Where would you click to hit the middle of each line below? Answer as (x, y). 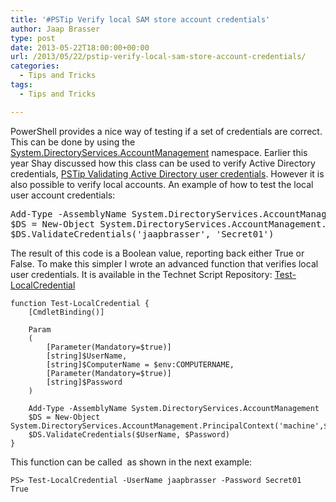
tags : (21, 85)
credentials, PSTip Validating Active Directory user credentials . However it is (167, 173)
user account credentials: (63, 195)
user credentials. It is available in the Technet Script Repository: (141, 274)
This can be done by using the (73, 142)
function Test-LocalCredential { (80, 303)
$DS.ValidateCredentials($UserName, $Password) (129, 434)
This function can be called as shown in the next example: (131, 462)
